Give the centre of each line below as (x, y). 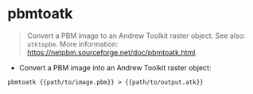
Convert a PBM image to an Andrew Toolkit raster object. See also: (136, 36)
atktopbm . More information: (72, 43)
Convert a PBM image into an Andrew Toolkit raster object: (115, 67)
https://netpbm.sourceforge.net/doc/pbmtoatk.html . (112, 52)
